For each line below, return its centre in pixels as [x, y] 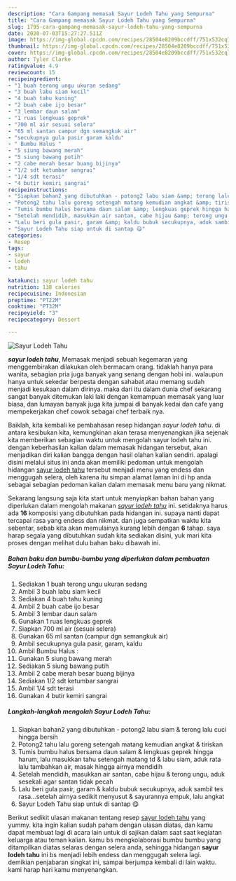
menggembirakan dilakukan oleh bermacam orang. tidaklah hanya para [111, 367]
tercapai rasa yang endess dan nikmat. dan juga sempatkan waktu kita [110, 520]
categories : [25, 235]
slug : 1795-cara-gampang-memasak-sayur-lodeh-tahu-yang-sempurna [105, 27]
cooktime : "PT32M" [35, 307]
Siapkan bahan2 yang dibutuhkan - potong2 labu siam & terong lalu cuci [122, 729]
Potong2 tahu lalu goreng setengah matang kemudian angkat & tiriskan [120, 744]
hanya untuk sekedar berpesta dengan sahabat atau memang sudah [106, 381]
